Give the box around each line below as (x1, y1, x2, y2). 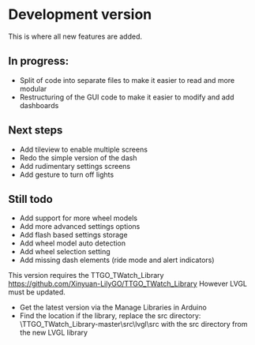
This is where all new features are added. (8, 32, 143, 41)
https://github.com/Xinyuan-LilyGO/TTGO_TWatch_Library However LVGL (8, 279, 247, 289)
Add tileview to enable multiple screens (19, 144, 148, 154)
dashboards (19, 100, 59, 110)
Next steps (8, 124, 63, 137)
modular (19, 84, 47, 93)
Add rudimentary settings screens (19, 161, 131, 171)
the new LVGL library (19, 328, 88, 337)
